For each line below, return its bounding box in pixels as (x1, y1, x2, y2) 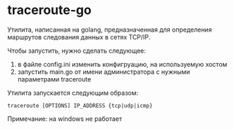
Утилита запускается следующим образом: (7, 89, 139, 97)
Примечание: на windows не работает (7, 115, 122, 123)
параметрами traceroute (17, 74, 92, 83)
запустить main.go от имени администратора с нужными (17, 67, 190, 76)
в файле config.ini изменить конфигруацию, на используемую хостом (17, 60, 228, 68)
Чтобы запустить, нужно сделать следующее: (7, 46, 147, 55)
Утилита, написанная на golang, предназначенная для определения (7, 25, 212, 34)
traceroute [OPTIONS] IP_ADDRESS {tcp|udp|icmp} (7, 102, 153, 109)
